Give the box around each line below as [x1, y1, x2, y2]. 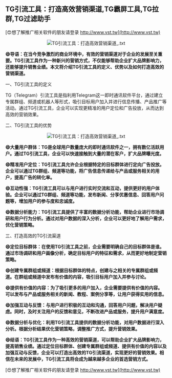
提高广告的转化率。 [14, 174, 55, 180]
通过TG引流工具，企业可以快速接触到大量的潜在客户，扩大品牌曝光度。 [14, 150, 164, 157]
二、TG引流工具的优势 [5, 122, 52, 128]
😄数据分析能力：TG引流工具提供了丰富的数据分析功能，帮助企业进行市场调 [5, 209, 164, 215]
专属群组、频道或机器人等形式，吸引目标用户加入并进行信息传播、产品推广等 [5, 98, 167, 104]
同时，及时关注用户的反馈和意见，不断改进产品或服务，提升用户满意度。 [14, 308, 167, 314]
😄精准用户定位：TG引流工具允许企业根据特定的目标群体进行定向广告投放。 [5, 161, 164, 167]
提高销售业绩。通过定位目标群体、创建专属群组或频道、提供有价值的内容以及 [5, 343, 167, 349]
